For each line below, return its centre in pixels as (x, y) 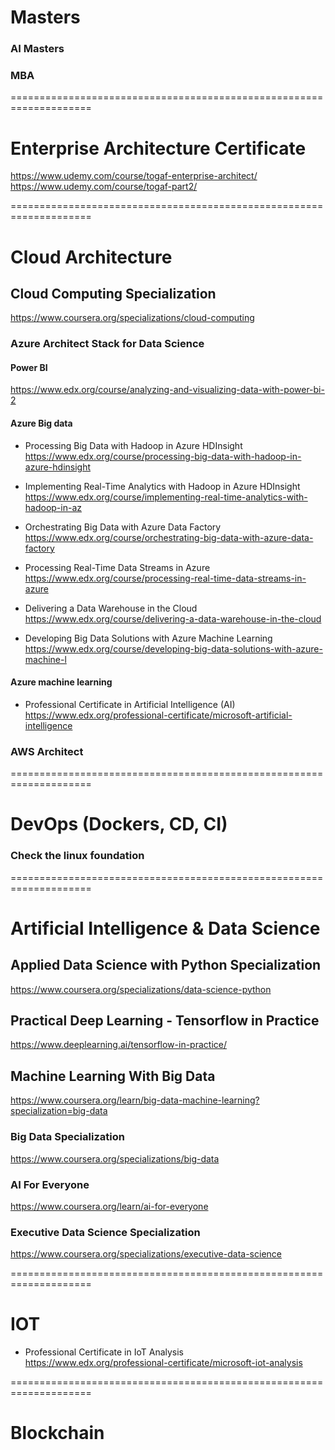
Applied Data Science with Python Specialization (166, 965)
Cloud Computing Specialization (113, 293)
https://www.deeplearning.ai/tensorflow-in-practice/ (118, 1045)
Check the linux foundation (77, 856)
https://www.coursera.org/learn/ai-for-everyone (109, 1206)
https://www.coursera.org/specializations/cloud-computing (132, 318)
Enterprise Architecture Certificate (158, 148)
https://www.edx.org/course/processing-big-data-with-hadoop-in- (163, 456)
